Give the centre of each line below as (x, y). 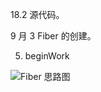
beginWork (47, 56)
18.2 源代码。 (37, 14)
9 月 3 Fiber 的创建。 (53, 36)
